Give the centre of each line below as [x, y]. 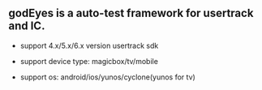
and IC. [27, 26]
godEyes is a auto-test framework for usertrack [131, 13]
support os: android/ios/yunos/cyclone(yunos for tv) [108, 77]
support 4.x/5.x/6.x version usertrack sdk [89, 45]
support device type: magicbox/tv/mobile [89, 61]
